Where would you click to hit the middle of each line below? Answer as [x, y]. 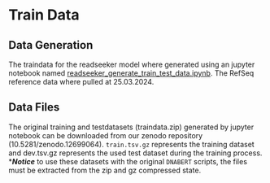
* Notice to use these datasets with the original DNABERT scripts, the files [128, 161]
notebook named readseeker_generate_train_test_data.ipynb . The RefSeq [131, 73]
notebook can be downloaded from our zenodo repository [106, 135]
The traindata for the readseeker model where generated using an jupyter [132, 64]
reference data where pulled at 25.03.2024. [81, 82]
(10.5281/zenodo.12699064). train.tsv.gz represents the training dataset [131, 144]
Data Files [34, 107]
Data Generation [51, 45]
